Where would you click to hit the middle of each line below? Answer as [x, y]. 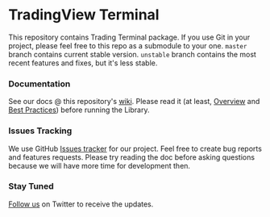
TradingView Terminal [84, 15]
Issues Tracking [40, 131]
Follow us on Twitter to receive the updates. [81, 204]
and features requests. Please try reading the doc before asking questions [132, 157]
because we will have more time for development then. [100, 165]
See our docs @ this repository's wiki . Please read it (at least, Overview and [134, 102]
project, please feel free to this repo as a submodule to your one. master [128, 45]
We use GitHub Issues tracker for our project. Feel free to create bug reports [135, 148]
